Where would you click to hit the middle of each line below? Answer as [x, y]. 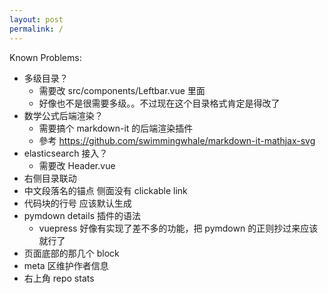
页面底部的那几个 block [71, 253]
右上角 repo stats [59, 278]
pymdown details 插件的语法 [82, 215]
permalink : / [36, 29]
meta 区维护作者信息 [66, 265]
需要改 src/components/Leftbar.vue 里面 [122, 90]
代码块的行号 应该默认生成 [77, 203]
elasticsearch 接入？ [66, 153]
